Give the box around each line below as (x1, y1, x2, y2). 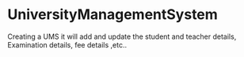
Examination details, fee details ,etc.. (7, 40, 128, 49)
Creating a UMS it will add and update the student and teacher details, (7, 32, 237, 41)
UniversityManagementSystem (7, 6, 219, 24)
